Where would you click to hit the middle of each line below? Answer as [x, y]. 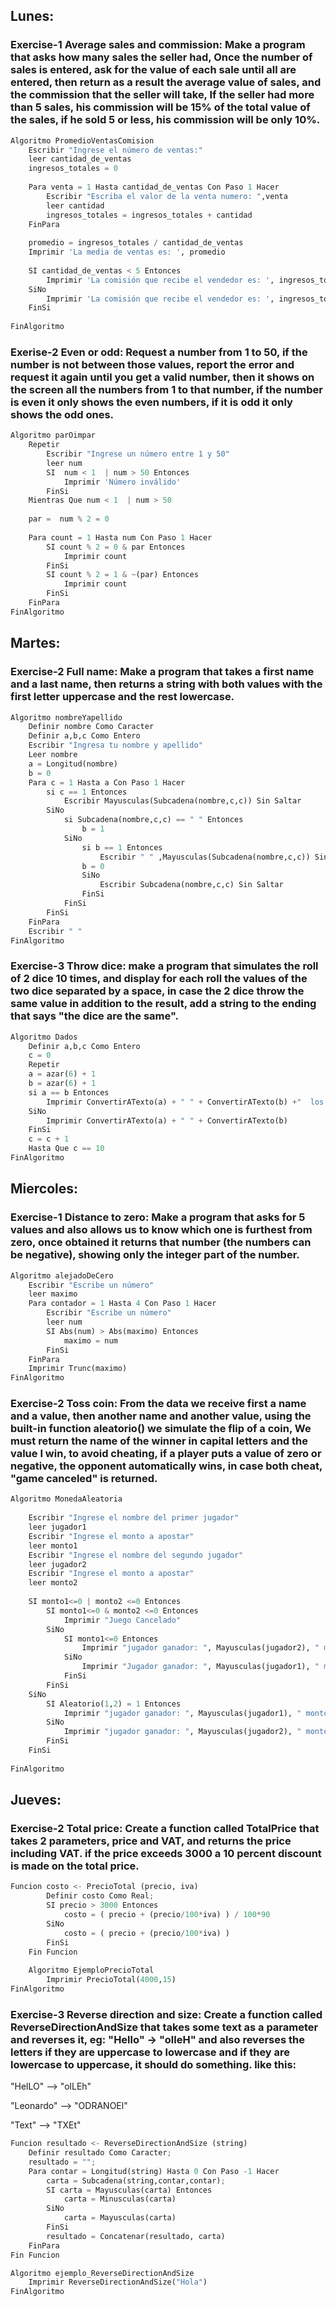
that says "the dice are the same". [94, 1016]
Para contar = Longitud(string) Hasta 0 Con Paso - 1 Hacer [154, 2171]
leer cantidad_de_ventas [80, 159]
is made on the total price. [75, 1866]
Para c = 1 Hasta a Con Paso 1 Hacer [107, 782]
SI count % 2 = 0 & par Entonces [116, 547]
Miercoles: [44, 1189]
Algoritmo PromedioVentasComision [82, 140]
